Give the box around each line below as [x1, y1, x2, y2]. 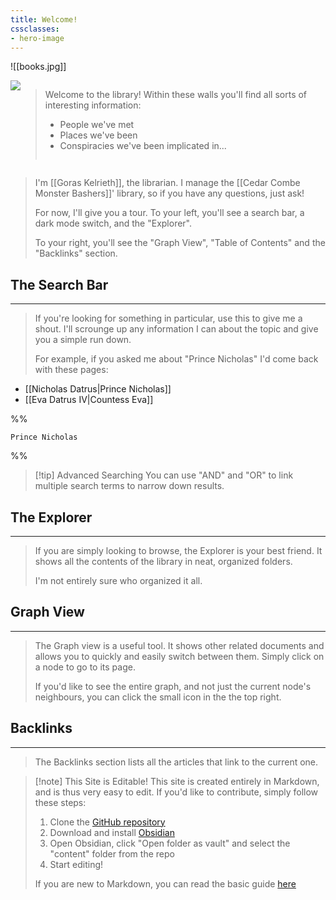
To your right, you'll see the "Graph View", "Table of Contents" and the [34, 237, 326, 249]
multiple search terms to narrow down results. [34, 480, 225, 492]
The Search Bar [10, 276, 109, 293]
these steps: [34, 796, 87, 808]
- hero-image [10, 33, 65, 43]
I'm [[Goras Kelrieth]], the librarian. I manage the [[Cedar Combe [34, 177, 301, 189]
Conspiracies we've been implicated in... [59, 140, 227, 152]
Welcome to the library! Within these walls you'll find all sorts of [44, 89, 308, 101]
